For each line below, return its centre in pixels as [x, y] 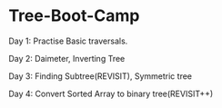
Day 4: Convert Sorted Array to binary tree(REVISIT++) [111, 93]
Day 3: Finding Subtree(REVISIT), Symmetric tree [101, 76]
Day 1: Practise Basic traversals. [68, 41]
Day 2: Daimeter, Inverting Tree [67, 58]
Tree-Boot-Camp [74, 16]
